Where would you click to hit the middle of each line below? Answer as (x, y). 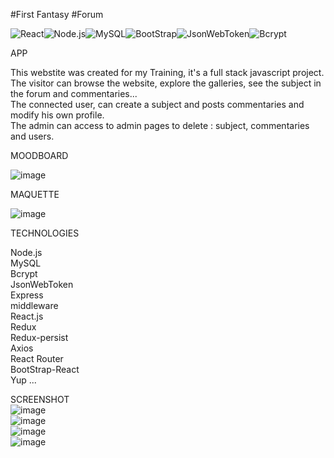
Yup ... (23, 380)
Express (27, 295)
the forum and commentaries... (74, 93)
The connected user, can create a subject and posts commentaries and (157, 104)
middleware (34, 305)
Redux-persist (39, 337)
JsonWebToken (42, 284)
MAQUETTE (35, 194)
